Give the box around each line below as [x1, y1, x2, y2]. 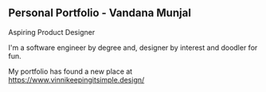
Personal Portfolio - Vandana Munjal [8, 6, 191, 20]
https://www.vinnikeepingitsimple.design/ [8, 75, 145, 84]
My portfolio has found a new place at [8, 67, 133, 76]
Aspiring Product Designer [8, 27, 96, 36]
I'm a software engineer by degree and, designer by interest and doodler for [8, 43, 258, 52]
